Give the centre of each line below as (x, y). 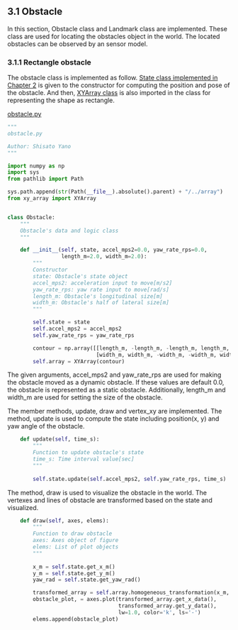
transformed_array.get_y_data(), (168, 606)
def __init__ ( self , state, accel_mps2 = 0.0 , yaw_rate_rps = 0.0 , (114, 250)
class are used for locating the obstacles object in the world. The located (114, 36)
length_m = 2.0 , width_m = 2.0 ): (104, 257)
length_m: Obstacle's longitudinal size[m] (98, 296)
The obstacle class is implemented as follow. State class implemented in (113, 78)
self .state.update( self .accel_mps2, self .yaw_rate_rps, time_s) (130, 479)
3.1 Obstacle (35, 12)
